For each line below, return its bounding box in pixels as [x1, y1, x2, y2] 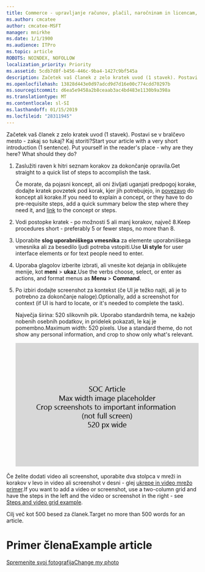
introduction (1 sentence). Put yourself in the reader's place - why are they [6, 144, 193, 151]
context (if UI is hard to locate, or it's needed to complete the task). [15, 299, 184, 306]
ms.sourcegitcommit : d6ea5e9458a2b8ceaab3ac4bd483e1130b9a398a [6, 87, 171, 94]
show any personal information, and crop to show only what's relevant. [15, 330, 194, 338]
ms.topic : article [6, 49, 53, 55]
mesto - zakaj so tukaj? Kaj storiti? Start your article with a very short [6, 137, 178, 144]
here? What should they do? [6, 150, 77, 157]
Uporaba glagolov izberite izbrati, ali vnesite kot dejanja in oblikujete [15, 261, 187, 269]
